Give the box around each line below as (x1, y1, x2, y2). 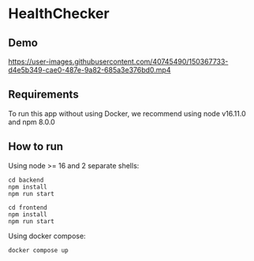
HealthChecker (8, 5, 110, 23)
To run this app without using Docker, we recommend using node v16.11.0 (8, 108, 246, 118)
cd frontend (8, 204, 47, 211)
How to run (8, 140, 64, 153)
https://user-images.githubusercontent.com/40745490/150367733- (8, 57, 229, 66)
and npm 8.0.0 (8, 117, 55, 127)
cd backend (8, 176, 44, 184)
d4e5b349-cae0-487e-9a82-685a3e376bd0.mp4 (8, 65, 171, 75)
